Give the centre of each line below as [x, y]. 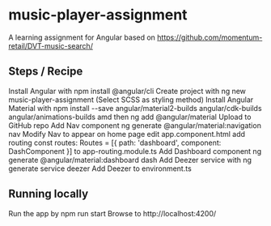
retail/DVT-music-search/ [51, 45]
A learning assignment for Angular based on [82, 37]
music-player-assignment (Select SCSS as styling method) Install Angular [131, 100]
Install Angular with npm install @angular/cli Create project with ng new [127, 91]
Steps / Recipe [46, 72]
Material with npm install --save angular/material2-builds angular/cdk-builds [135, 108]
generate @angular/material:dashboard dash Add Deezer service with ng [130, 160]
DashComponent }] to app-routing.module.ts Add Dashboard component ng [135, 151]
